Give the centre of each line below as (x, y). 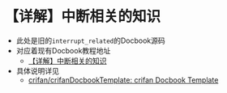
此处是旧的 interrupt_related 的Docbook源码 (91, 40)
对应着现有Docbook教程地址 (63, 50)
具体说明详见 (37, 70)
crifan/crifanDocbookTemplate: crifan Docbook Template (123, 80)
